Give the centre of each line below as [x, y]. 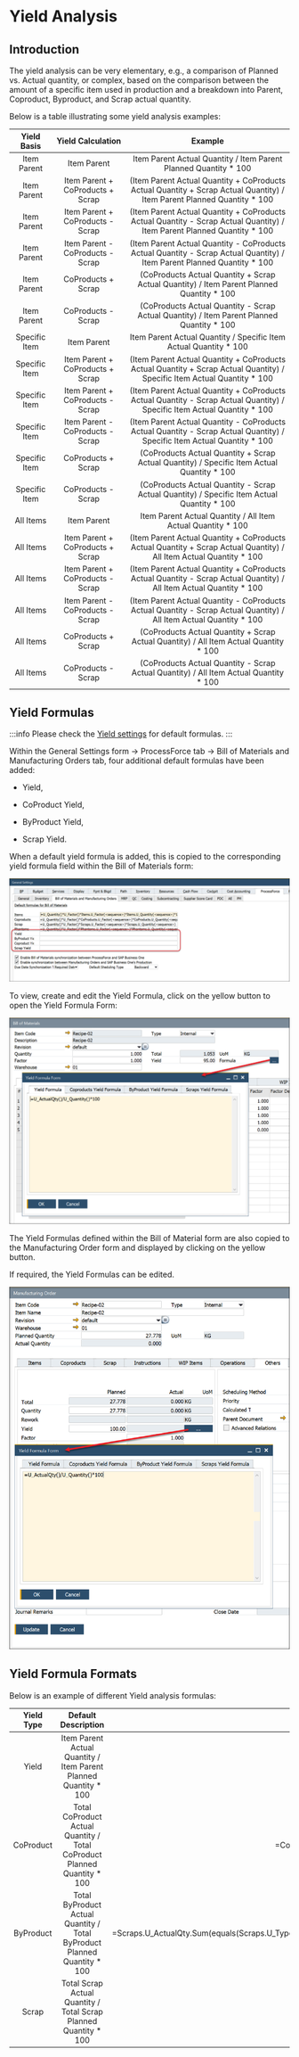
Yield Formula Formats [73, 1674]
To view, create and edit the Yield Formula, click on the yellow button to [140, 996]
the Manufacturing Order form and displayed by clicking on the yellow [137, 1247]
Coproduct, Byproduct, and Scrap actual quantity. [100, 99]
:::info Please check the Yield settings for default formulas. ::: [121, 734]
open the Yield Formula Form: [64, 1006]
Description [82, 1725]
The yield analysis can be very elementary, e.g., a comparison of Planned [144, 70]
